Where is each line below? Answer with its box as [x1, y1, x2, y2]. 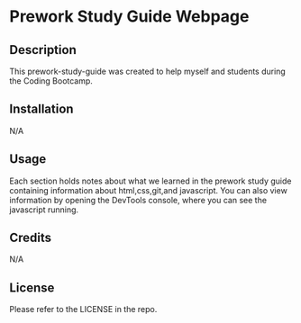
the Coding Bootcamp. [9, 76, 93, 86]
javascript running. [9, 204, 79, 215]
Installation [9, 102, 74, 117]
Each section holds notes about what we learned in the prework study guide [9, 175, 292, 186]
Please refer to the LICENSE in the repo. [9, 304, 158, 315]
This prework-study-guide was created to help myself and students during [9, 66, 286, 76]
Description [9, 42, 77, 58]
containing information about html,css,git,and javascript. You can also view [9, 184, 288, 195]
